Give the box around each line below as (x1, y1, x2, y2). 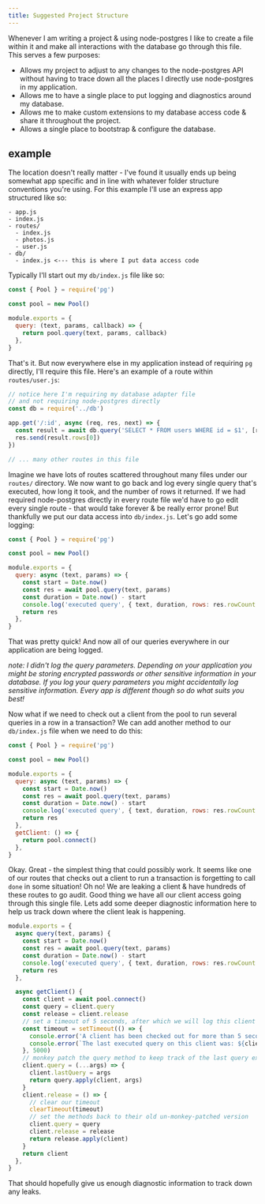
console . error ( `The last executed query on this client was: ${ (28, 1040, 245, 1048)
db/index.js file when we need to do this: (8, 726, 144, 736)
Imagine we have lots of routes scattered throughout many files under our (8, 469, 248, 479)
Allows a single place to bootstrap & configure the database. (19, 124, 216, 134)
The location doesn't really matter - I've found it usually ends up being (8, 167, 237, 178)
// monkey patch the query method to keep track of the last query (22, 1054, 248, 1063)
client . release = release (28, 1127, 114, 1136)
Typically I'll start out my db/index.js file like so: (8, 270, 166, 280)
